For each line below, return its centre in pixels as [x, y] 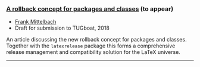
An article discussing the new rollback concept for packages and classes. [96, 40]
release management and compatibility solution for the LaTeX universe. [93, 52]
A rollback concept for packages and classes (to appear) [90, 9]
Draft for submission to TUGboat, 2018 [62, 28]
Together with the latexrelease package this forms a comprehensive [91, 46]
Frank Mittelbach [35, 22]
